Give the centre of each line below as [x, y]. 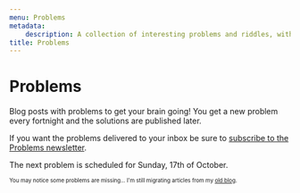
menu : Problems [37, 17]
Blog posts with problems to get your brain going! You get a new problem [144, 112]
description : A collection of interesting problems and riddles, [150, 34]
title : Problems [39, 42]
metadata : [28, 26]
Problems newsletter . [48, 147]
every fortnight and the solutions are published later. [106, 121]
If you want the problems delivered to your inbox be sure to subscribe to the [149, 138]
